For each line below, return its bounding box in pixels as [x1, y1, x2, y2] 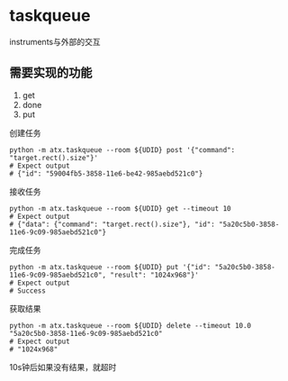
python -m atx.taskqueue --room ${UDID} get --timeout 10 [9, 204, 231, 213]
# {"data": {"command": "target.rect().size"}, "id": [9, 220, 216, 229]
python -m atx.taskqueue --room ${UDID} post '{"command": [9, 145, 236, 154]
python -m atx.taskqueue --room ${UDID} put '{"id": [9, 262, 211, 271]
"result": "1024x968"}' [109, 270, 200, 279]
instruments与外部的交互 [9, 36, 101, 47]
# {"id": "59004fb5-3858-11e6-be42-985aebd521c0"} [9, 168, 203, 178]
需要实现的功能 [9, 65, 93, 81]
